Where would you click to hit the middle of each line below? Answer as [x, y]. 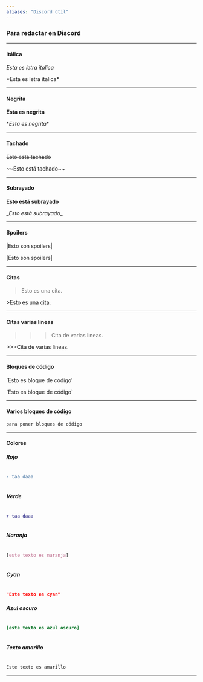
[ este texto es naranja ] [37, 555]
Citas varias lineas [30, 322]
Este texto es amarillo [36, 667]
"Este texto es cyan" [34, 594]
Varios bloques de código [39, 411]
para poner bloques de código [44, 424]
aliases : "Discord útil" [37, 12]
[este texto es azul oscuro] [43, 628]
